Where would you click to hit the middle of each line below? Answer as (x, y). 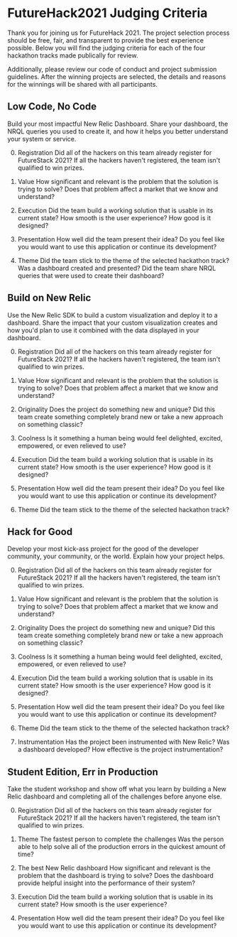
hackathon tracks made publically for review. (73, 55)
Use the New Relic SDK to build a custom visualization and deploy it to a (112, 315)
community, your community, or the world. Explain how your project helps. (116, 556)
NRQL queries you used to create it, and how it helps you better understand (118, 131)
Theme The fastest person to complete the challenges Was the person (121, 839)
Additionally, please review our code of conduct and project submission (112, 69)
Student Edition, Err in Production (83, 772)
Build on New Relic (49, 298)
